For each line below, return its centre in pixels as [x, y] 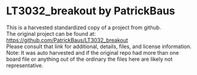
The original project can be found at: [51, 33]
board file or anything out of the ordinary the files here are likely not [90, 59]
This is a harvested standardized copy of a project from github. [84, 27]
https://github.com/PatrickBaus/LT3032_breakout [67, 40]
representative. [25, 65]
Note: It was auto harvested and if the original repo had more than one [93, 52]
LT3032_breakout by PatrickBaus [91, 11]
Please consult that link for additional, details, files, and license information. [99, 46]
